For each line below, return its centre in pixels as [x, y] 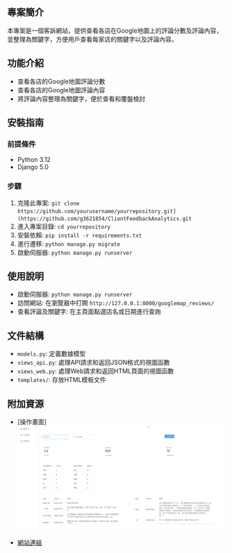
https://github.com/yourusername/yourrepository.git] [97, 211]
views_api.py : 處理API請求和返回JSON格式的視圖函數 [93, 363]
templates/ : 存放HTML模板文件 [61, 380]
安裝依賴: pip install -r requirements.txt [80, 235]
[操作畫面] [32, 422]
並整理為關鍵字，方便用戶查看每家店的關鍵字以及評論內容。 [92, 39]
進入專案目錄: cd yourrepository [64, 226]
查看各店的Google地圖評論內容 [61, 90]
